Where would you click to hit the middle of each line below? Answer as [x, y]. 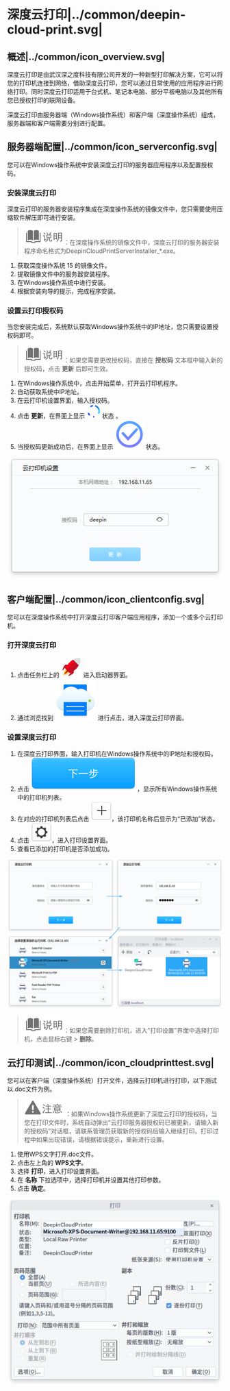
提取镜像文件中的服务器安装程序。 [65, 274]
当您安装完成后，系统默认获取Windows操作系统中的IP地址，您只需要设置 [110, 327]
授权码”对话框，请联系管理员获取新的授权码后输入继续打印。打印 [121, 1131]
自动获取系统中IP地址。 [50, 392]
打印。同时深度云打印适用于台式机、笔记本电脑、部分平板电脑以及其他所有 [118, 91]
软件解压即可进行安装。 [46, 218]
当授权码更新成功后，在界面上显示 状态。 [90, 447]
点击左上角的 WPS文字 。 [52, 1162]
